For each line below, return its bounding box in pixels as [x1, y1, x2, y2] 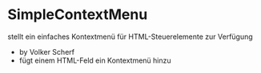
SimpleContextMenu [7, 6, 148, 24]
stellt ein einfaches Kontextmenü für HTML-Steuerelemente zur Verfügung [7, 32, 253, 41]
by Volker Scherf [18, 47, 75, 56]
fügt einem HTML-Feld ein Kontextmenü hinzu [18, 56, 171, 65]
